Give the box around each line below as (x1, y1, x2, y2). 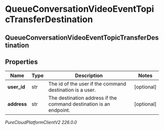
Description (75, 72, 103, 79)
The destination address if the (48, 95, 117, 102)
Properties (5, 57, 38, 66)
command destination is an (48, 101, 110, 107)
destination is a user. (48, 87, 96, 94)
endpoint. (48, 107, 70, 114)
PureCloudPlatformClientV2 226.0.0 (5, 119, 77, 126)
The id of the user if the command (48, 80, 126, 87)
